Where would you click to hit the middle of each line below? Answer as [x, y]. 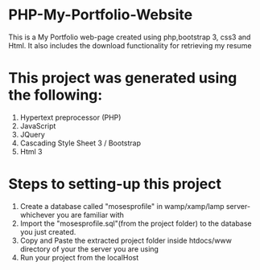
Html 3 [31, 151]
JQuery [33, 134]
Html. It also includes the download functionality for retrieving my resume [130, 45]
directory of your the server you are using [89, 249]
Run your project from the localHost [79, 257]
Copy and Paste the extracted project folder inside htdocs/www [126, 240]
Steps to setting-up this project [115, 184]
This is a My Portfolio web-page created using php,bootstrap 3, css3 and [130, 37]
